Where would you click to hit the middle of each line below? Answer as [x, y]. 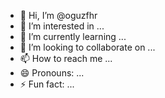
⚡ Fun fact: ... [47, 84]
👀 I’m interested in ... [62, 26]
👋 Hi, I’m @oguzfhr [58, 15]
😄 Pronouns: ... [52, 73]
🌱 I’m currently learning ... [73, 36]
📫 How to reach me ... [66, 58]
